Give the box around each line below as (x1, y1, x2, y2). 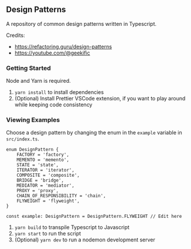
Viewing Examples (6, 116, 60, 124)
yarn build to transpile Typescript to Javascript (14, 224, 130, 231)
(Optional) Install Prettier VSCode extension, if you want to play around (14, 95, 186, 102)
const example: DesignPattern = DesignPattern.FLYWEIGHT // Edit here (6, 214, 182, 220)
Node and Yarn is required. (6, 78, 71, 85)
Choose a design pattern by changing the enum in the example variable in (6, 129, 183, 136)
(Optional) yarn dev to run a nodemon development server (14, 236, 155, 243)
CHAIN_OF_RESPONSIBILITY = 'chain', (16, 193, 107, 199)
